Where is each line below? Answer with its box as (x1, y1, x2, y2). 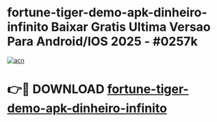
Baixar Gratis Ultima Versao (51, 19, 211, 35)
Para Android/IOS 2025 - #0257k (7, 34, 198, 49)
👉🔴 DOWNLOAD (7, 82, 105, 97)
